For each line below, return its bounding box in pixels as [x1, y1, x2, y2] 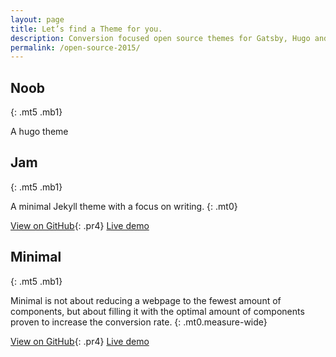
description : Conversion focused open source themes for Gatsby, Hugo [10, 33, 311, 43]
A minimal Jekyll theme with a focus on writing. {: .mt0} [10, 200, 238, 212]
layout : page [10, 14, 65, 25]
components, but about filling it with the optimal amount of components [10, 305, 305, 317]
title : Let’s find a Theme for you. [10, 24, 163, 34]
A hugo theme [10, 126, 69, 138]
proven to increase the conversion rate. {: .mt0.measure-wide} [10, 316, 268, 328]
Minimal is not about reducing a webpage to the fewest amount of [10, 294, 282, 306]
